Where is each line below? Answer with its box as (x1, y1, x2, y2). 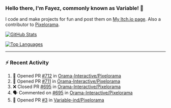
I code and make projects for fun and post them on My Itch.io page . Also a (5, 16, 161, 22)
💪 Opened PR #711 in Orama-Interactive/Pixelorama (12, 78, 121, 84)
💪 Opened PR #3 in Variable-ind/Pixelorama (12, 97, 104, 103)
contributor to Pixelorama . (5, 21, 60, 28)
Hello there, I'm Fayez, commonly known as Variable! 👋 (5, 5, 144, 12)
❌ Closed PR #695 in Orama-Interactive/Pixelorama (12, 84, 121, 90)
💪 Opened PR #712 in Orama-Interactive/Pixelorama (12, 72, 121, 78)
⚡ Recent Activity (5, 59, 49, 66)
